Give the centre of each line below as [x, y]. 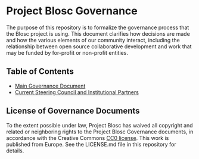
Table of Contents [40, 72]
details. [15, 151]
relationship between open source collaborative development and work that [99, 46]
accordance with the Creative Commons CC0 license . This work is [88, 138]
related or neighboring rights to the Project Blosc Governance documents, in [100, 132]
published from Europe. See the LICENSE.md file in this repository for [91, 144]
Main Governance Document [50, 86]
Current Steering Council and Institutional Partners [77, 92]
